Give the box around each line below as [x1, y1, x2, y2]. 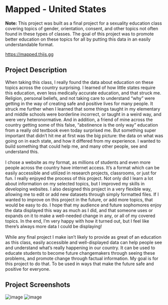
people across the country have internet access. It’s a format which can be [5, 164, 159, 170]
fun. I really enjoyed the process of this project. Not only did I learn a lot [5, 175, 153, 181]
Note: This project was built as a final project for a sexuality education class [5, 20, 162, 26]
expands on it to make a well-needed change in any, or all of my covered [5, 213, 155, 219]
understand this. [5, 148, 39, 154]
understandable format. [5, 41, 54, 47]
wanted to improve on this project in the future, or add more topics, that [5, 196, 153, 202]
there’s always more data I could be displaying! [5, 223, 102, 229]
